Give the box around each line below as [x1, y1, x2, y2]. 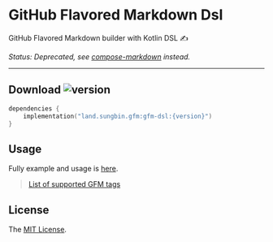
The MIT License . [8, 225, 67, 234]
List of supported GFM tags [28, 179, 121, 189]
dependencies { [8, 104, 60, 113]
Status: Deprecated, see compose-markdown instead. [8, 51, 191, 62]
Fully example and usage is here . [8, 164, 119, 174]
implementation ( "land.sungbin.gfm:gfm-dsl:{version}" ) [23, 112, 213, 120]
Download [8, 83, 61, 97]
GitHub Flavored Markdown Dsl [8, 6, 223, 24]
